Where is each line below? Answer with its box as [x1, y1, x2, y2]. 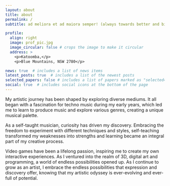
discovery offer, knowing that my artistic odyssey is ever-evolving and [5, 169, 152, 175]
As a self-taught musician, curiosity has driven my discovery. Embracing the [5, 122, 164, 128]
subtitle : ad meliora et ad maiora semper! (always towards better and [5, 21, 159, 27]
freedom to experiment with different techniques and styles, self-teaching [5, 127, 159, 133]
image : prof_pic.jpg [10, 40, 53, 46]
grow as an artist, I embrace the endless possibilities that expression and [5, 164, 157, 170]
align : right [10, 35, 37, 41]
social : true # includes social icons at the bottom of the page [5, 82, 148, 88]
